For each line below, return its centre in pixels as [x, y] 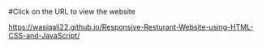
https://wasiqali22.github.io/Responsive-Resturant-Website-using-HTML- [131, 27]
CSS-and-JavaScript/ [44, 36]
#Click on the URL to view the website [72, 12]
